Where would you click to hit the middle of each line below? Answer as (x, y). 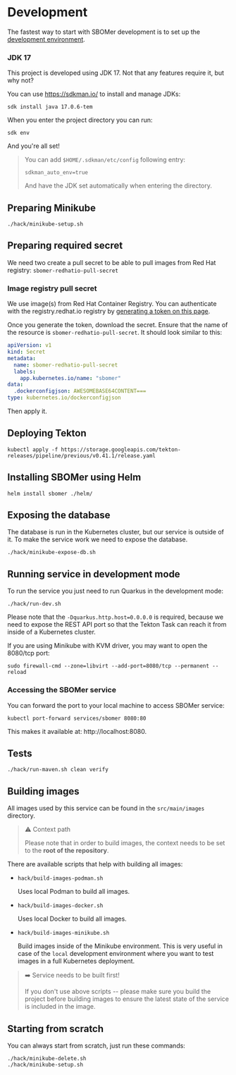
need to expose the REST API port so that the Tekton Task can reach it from (117, 625)
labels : (25, 371)
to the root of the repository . (67, 851)
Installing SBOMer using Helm (74, 478)
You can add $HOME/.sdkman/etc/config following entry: (105, 160)
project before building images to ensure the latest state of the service (126, 999)
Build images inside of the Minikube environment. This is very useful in (120, 946)
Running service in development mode (94, 574)
